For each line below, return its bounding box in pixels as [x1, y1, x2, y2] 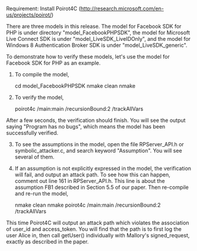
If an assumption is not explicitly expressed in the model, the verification [14, 165, 191, 172]
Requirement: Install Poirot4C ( [6, 5, 81, 12]
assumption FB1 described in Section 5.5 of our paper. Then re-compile [14, 184, 189, 191]
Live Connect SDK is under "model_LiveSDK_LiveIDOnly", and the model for [6, 36, 191, 42]
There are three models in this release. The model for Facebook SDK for [6, 23, 182, 30]
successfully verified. [6, 130, 59, 136]
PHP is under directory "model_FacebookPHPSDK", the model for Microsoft [6, 29, 190, 36]
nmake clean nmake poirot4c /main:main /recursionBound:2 [14, 201, 161, 208]
